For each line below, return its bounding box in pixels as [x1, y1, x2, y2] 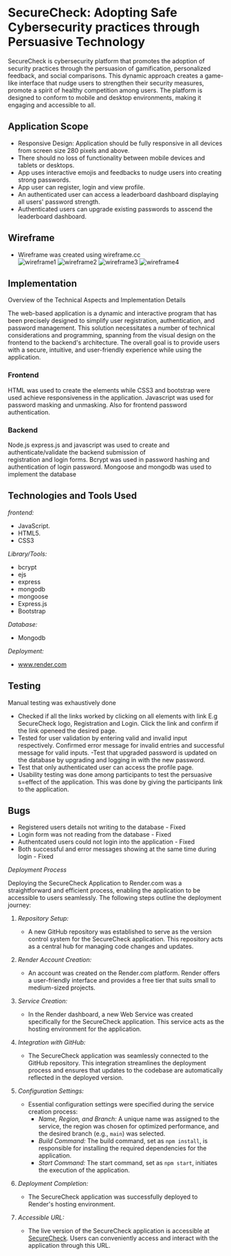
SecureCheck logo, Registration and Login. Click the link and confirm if [17, 719, 219, 727]
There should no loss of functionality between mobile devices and [17, 154, 206, 162]
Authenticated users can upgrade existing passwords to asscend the [17, 205, 213, 213]
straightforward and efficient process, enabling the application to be [8, 886, 201, 894]
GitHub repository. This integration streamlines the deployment [27, 1059, 207, 1067]
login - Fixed [17, 852, 54, 861]
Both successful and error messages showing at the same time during [17, 845, 217, 853]
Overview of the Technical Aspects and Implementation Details [8, 296, 186, 304]
